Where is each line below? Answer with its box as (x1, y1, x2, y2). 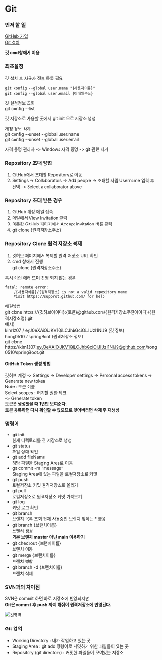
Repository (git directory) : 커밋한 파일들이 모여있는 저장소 (12, 649, 124, 655)
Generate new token (5, 378, 45, 384)
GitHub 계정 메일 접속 (12, 209, 53, 215)
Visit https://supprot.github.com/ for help (14, 294, 105, 299)
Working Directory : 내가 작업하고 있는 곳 (12, 637, 91, 643)
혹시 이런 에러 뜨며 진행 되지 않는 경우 (5, 275, 76, 281)
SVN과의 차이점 (5, 584, 40, 591)
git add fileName (12, 454, 45, 460)
